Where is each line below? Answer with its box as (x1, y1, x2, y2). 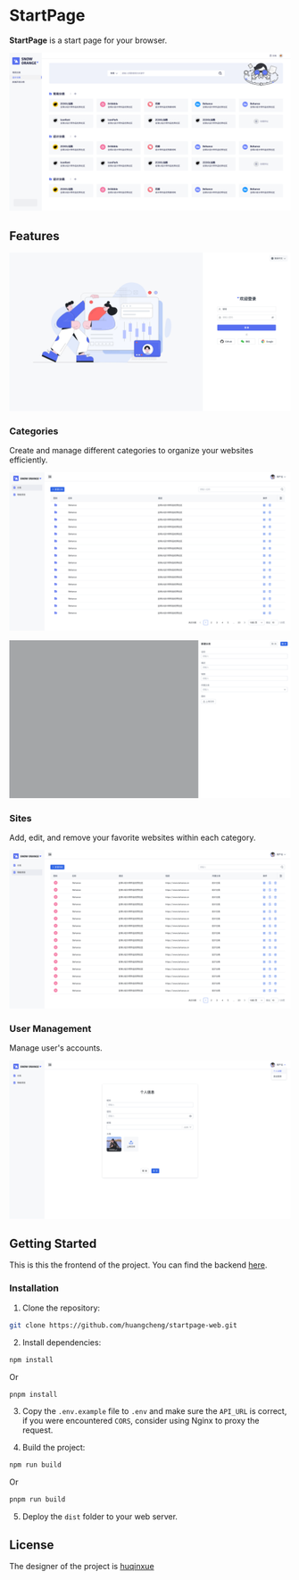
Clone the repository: (21, 1302, 101, 1313)
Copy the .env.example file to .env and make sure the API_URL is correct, (21, 1406, 287, 1417)
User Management (9, 1022, 92, 1035)
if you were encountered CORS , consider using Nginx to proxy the (21, 1416, 260, 1426)
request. (21, 1425, 54, 1435)
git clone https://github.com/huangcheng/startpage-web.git (9, 1320, 238, 1330)
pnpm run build (9, 1495, 66, 1504)
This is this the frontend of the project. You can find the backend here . (9, 1260, 268, 1270)
